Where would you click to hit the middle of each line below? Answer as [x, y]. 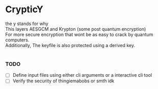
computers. [17, 40]
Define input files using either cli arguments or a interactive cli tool [82, 75]
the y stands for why [27, 24]
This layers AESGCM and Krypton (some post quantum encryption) [76, 29]
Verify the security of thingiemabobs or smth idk [63, 81]
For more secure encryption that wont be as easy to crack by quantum [79, 34]
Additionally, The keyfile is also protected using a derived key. [70, 45]
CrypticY [24, 9]
